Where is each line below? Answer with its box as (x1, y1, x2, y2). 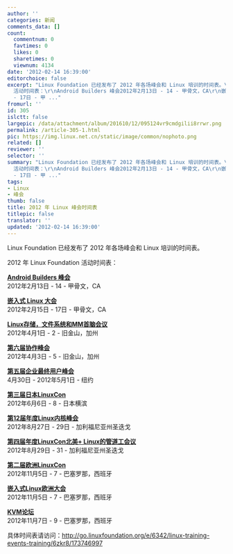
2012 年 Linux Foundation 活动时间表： (7, 258, 118, 266)
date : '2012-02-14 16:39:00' (7, 68, 92, 75)
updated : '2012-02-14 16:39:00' (7, 223, 101, 230)
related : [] (7, 140, 42, 147)
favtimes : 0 (13, 42, 49, 49)
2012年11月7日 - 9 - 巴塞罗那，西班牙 (7, 516, 113, 525)
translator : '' (7, 217, 51, 224)
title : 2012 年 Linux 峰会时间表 (7, 204, 98, 211)
